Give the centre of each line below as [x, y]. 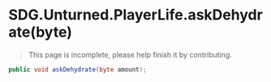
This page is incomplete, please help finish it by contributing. [130, 54]
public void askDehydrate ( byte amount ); [78, 69]
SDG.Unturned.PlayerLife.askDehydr [136, 15]
